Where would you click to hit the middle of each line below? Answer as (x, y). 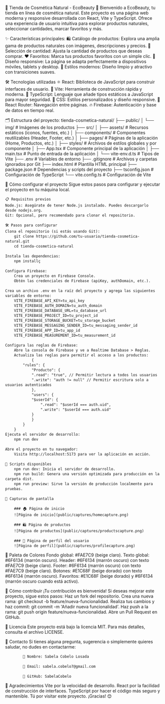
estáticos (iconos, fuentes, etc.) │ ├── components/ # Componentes (75, 133)
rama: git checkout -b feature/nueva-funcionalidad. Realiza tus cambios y (80, 601)
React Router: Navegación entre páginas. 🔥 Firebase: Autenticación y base (81, 105)
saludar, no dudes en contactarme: (41, 647)
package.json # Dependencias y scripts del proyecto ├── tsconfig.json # (80, 169)
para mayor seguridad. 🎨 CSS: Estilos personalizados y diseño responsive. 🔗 (83, 100)
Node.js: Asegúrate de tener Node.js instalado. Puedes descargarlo (77, 205)
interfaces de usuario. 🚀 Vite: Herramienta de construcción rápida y (74, 89)
